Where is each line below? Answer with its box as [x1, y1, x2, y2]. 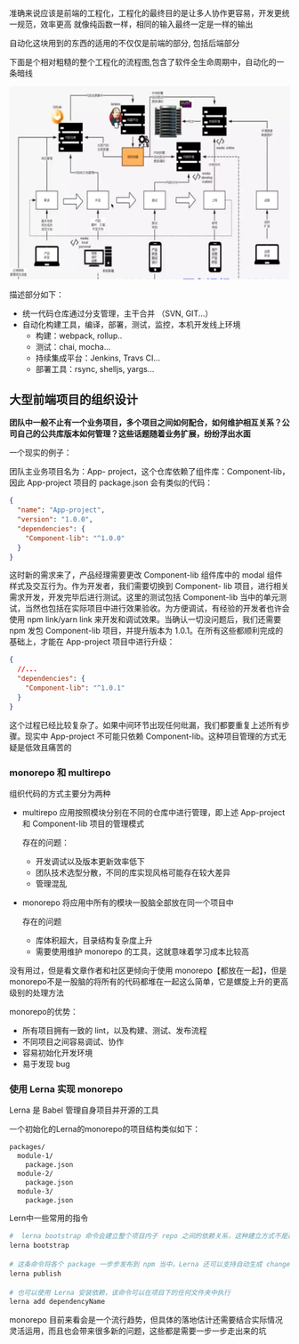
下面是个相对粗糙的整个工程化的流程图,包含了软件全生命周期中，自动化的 [9, 57, 278, 67]
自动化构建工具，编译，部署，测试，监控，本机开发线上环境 [21, 319, 241, 329]
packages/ [9, 1143, 46, 1152]
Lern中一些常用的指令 [9, 1213, 89, 1224]
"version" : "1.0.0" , [17, 515, 93, 524]
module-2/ [17, 1170, 53, 1178]
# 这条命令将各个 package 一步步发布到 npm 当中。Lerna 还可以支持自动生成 [9, 1259, 263, 1268]
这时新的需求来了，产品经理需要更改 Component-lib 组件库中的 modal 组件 [9, 570, 283, 580]
